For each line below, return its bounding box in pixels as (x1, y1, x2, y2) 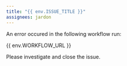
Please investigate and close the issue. (6, 53, 101, 60)
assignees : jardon (6, 14, 51, 20)
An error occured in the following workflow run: (6, 30, 122, 37)
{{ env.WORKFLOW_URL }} (6, 42, 71, 49)
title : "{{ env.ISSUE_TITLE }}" (6, 8, 86, 15)
